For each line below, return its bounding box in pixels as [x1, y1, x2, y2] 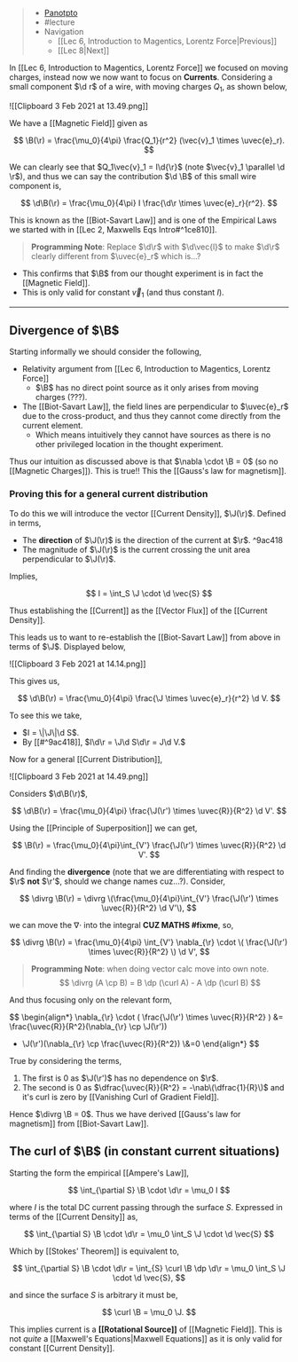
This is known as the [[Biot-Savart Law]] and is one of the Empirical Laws [9, 215, 278, 225]
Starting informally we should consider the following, [9, 346, 202, 358]
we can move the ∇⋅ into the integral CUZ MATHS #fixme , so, [9, 919, 234, 930]
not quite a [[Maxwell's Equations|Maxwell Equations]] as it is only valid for [9, 1333, 283, 1343]
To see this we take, [9, 710, 82, 720]
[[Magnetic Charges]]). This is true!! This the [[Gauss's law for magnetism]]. [9, 466, 286, 476]
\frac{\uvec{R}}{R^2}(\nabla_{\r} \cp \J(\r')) [9, 1020, 168, 1032]
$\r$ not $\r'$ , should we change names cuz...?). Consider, [9, 876, 226, 886]
